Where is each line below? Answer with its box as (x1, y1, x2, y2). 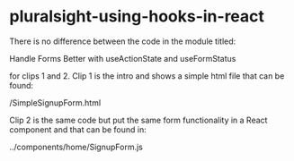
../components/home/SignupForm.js (9, 141, 144, 152)
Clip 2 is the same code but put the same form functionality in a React (9, 114, 268, 125)
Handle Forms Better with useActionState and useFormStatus (9, 53, 236, 64)
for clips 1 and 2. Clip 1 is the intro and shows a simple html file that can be (9, 70, 285, 81)
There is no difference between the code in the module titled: (9, 36, 236, 47)
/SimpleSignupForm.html (9, 97, 102, 108)
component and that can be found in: (9, 123, 147, 135)
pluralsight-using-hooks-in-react (9, 6, 265, 27)
